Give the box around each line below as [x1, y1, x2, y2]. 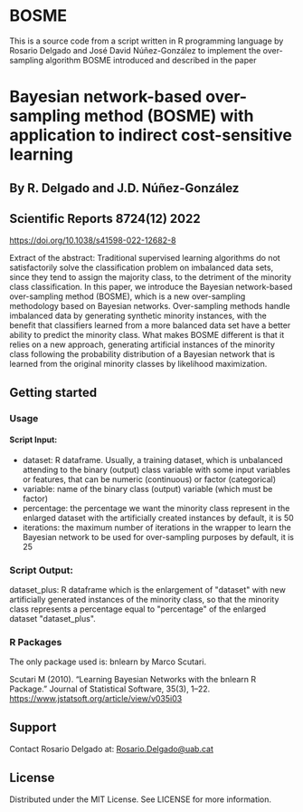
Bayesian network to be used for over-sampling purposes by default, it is [22, 531, 294, 542]
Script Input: [9, 434, 58, 445]
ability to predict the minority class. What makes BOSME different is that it [9, 330, 285, 341]
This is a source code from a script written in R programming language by [9, 35, 284, 46]
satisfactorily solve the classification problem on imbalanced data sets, [9, 262, 274, 273]
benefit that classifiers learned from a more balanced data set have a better [9, 320, 291, 331]
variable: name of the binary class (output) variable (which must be [22, 483, 273, 494]
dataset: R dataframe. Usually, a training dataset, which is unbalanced [22, 454, 283, 465]
